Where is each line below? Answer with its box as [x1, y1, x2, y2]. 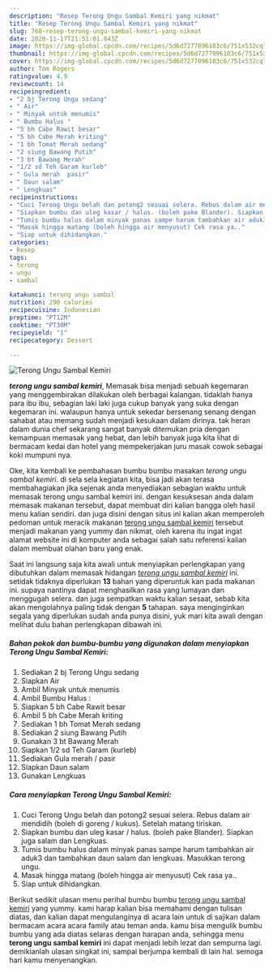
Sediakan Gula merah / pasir [20, 754, 116, 763]
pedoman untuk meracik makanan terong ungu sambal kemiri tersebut [9, 517, 244, 528]
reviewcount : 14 [9, 80, 64, 88]
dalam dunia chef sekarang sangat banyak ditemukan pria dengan [9, 424, 230, 435]
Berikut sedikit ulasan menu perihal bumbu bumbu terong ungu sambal [9, 895, 246, 905]
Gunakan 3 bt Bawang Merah [20, 737, 119, 746]
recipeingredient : [9, 87, 71, 96]
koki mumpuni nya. [9, 450, 72, 460]
